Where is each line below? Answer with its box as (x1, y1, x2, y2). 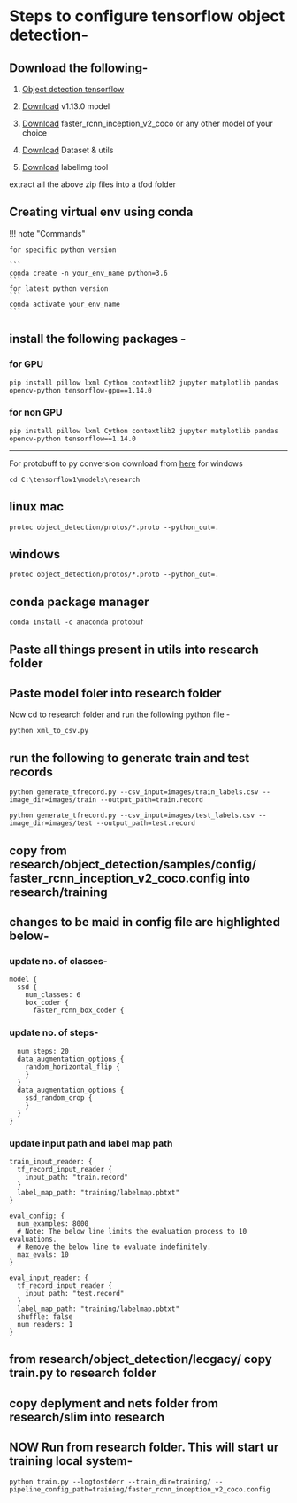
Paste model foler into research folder (9, 686, 222, 701)
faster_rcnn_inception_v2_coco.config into (9, 870, 250, 885)
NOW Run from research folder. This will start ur (9, 1440, 279, 1455)
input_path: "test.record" (25, 1289, 125, 1297)
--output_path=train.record (100, 796, 203, 805)
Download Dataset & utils (21, 144, 114, 155)
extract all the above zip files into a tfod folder (9, 179, 177, 190)
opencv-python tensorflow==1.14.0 (9, 434, 137, 443)
